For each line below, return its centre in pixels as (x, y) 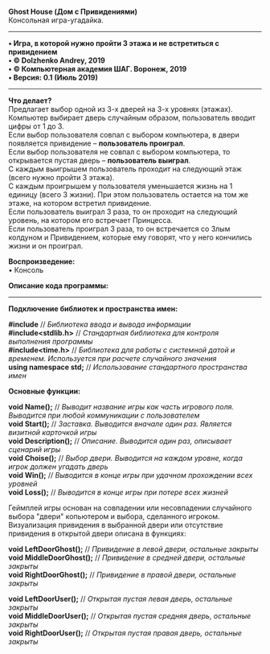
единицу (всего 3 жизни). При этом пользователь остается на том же (129, 195)
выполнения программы (51, 341)
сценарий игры (35, 449)
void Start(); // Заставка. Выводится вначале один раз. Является (120, 424)
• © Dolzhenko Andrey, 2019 (57, 60)
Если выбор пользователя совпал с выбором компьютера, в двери (124, 135)
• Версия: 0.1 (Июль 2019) (53, 77)
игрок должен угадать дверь (58, 467)
